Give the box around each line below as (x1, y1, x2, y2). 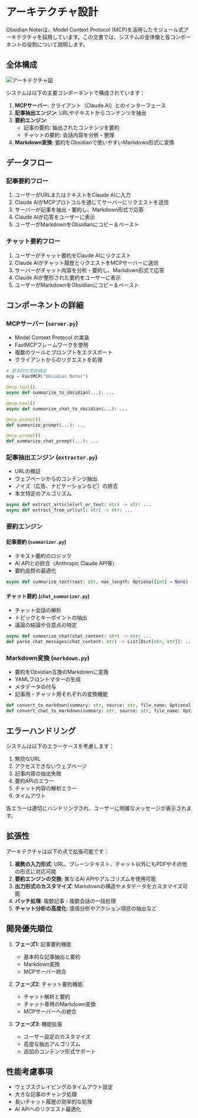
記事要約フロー (6, 177, 49, 185)
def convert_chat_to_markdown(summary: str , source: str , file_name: (6, 708, 181, 714)
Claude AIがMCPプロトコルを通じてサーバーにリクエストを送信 (14, 199, 169, 206)
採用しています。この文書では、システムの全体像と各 (42, 33, 171, 40)
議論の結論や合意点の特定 (14, 621, 77, 628)
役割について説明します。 (26, 41, 88, 48)
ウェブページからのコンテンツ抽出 (14, 475, 98, 482)
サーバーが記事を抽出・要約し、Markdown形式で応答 (14, 206, 144, 213)
